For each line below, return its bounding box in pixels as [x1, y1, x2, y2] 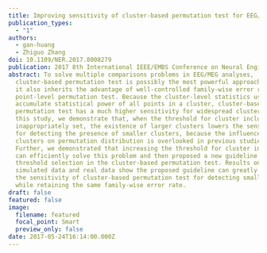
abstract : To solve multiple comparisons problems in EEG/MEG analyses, [8, 71, 254, 79]
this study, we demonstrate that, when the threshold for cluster [15, 115, 240, 123]
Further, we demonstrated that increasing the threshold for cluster [15, 144, 250, 152]
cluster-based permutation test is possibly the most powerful [15, 78, 229, 86]
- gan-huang [15, 41, 56, 49]
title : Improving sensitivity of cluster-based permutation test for [8, 11, 244, 20]
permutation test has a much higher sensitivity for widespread [15, 108, 233, 116]
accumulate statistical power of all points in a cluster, [15, 100, 215, 108]
